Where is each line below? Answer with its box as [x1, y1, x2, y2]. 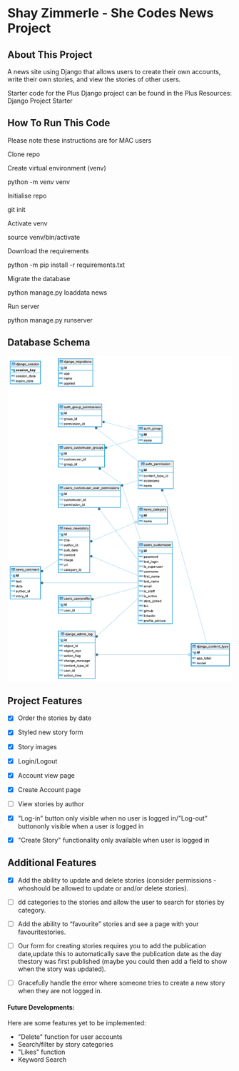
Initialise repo [7, 191, 47, 200]
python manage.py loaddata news [7, 288, 108, 297]
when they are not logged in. [17, 987, 102, 995]
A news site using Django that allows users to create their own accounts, [7, 68, 221, 76]
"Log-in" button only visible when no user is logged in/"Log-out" [17, 813, 208, 822]
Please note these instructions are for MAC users [7, 136, 152, 144]
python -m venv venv [7, 177, 70, 186]
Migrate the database [7, 274, 71, 283]
